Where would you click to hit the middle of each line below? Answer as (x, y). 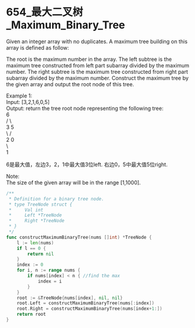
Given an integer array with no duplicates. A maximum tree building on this (97, 41)
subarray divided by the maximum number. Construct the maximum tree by (97, 78)
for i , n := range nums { (49, 270)
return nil (41, 254)
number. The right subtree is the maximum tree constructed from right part (97, 72)
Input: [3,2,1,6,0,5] (28, 102)
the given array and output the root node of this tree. (70, 84)
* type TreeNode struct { (40, 204)
